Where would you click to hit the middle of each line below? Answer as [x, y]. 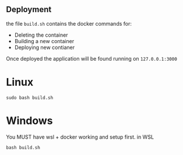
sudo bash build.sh [30, 98]
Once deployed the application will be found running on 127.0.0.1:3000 [92, 58]
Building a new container [44, 41]
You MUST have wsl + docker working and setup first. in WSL [80, 137]
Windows [29, 120]
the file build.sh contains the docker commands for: [69, 23]
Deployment [29, 10]
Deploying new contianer [44, 47]
